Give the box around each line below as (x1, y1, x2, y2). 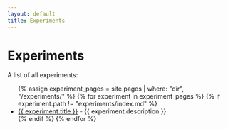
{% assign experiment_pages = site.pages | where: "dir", (17, 84, 184, 93)
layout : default (7, 10, 56, 18)
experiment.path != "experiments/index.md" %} (17, 100, 158, 108)
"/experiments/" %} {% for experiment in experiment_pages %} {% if (17, 92, 221, 101)
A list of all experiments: (7, 71, 78, 79)
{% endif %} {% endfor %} (17, 115, 97, 123)
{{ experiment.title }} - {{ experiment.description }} (17, 107, 167, 116)
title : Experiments (7, 17, 66, 24)
